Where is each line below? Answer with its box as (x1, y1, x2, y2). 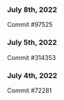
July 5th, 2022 (7, 38, 57, 48)
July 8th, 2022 (7, 5, 57, 14)
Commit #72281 (7, 86, 52, 94)
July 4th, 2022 (7, 70, 58, 80)
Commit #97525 (7, 21, 53, 29)
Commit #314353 (7, 53, 56, 61)
